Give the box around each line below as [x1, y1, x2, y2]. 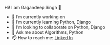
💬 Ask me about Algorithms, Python [11, 30, 84, 35]
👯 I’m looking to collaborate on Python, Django [11, 24, 106, 30]
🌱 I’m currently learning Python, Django [11, 19, 91, 25]
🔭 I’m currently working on [11, 14, 65, 19]
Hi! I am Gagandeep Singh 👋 [4, 5, 62, 10]
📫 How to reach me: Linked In [11, 35, 73, 41]
